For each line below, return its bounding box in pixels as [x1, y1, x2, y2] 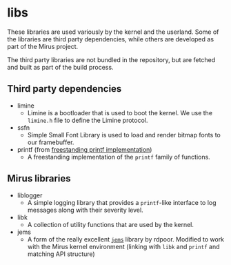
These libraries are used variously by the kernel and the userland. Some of [7, 28, 219, 36]
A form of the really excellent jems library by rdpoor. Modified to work [27, 235, 225, 243]
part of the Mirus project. [7, 42, 79, 50]
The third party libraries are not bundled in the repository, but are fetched [7, 55, 216, 63]
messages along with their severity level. [27, 206, 143, 214]
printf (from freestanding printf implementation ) [17, 145, 152, 153]
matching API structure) [27, 250, 95, 258]
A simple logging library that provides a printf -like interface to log [27, 198, 217, 206]
